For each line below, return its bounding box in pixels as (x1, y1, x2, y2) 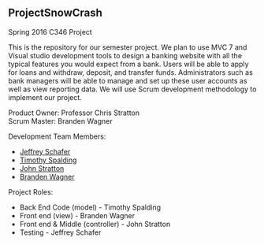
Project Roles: (8, 187, 54, 196)
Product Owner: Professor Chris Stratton (8, 108, 140, 117)
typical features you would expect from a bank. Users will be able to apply (8, 59, 249, 69)
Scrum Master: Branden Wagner (8, 116, 113, 125)
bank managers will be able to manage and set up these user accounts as (8, 76, 247, 85)
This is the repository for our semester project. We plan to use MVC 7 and (8, 43, 247, 52)
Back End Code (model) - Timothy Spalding (19, 202, 162, 212)
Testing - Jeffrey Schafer (19, 228, 102, 237)
